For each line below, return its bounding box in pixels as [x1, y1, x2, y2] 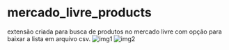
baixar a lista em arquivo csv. [7, 34, 91, 42]
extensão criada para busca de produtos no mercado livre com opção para [7, 27, 223, 36]
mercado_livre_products [7, 5, 152, 21]
